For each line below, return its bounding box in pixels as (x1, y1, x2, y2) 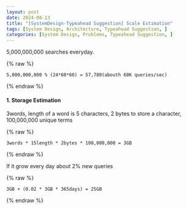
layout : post (6, 9, 40, 15)
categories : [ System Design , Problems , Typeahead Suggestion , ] (6, 32, 173, 38)
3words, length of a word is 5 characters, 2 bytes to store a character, (6, 110, 182, 118)
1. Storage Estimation (6, 96, 61, 104)
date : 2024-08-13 (6, 15, 51, 21)
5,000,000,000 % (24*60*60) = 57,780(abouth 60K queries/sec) (6, 72, 168, 78)
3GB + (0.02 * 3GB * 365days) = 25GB (6, 186, 102, 193)
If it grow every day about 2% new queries (6, 163, 113, 170)
